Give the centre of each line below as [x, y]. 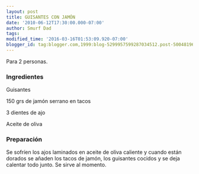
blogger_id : [21, 45]
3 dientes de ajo [26, 112]
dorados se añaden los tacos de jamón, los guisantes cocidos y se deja [93, 159]
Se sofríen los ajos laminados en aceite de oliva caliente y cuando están [94, 152]
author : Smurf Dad [29, 28]
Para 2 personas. [27, 61]
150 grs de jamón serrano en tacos [49, 101]
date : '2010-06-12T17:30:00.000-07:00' [55, 22]
